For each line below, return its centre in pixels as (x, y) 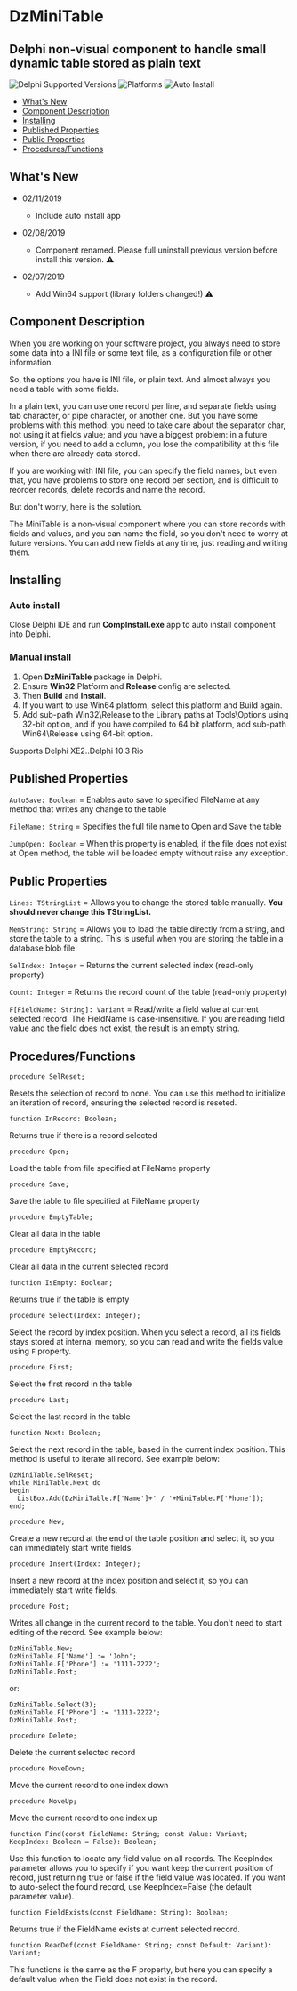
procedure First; (41, 1368)
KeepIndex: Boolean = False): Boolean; (83, 1842)
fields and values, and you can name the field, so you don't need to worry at (149, 533)
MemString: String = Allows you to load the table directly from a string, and (147, 929)
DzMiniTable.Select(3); (53, 1705)
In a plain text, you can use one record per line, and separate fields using (143, 405)
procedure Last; (39, 1401)
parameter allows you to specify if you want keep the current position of (141, 1868)
